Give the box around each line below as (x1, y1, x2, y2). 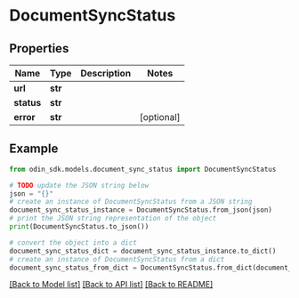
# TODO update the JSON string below (9, 181, 149, 189)
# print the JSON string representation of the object (9, 214, 217, 223)
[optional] (139, 111, 181, 123)
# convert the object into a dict (9, 238, 138, 247)
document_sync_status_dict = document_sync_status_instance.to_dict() (9, 246, 277, 255)
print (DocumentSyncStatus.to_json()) (9, 222, 149, 231)
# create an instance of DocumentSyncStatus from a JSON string (9, 197, 253, 206)
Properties (9, 41, 69, 56)
